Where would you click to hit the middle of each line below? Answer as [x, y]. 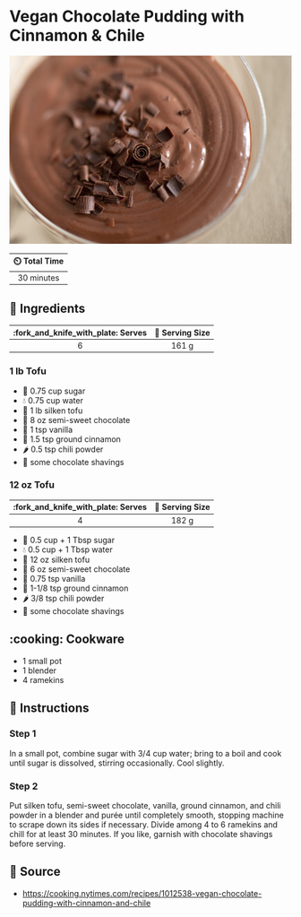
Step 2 [24, 786]
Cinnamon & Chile [77, 35]
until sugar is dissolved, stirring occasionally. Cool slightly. [117, 763]
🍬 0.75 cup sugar [54, 391]
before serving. [38, 843]
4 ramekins [43, 679]
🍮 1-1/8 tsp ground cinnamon [75, 588]
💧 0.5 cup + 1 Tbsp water [68, 549]
